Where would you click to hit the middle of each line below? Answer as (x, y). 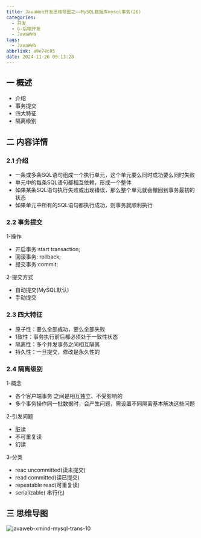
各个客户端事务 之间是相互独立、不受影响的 (69, 396)
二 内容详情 (27, 142)
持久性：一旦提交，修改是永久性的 (57, 351)
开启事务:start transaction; (47, 249)
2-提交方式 (20, 277)
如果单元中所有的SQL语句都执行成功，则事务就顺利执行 (84, 205)
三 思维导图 (27, 514)
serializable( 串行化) (40, 493)
